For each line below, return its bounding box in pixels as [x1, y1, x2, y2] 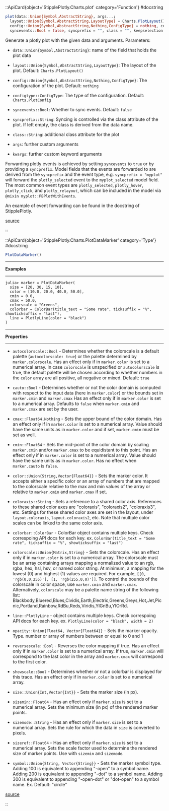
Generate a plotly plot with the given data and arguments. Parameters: [5, 37, 151, 43]
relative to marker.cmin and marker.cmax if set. [12, 489, 107, 495]
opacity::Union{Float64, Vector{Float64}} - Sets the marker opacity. [12, 628, 158, 634]
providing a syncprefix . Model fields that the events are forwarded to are [5, 166, 156, 172]
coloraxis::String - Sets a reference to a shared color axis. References [12, 499, 162, 505]
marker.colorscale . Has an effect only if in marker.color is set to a [12, 359, 150, 365]
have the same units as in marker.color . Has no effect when [12, 458, 137, 464]
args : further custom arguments [12, 141, 79, 147]
